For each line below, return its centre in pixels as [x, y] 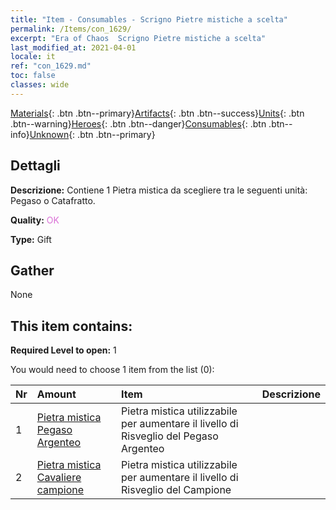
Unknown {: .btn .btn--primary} [92, 134]
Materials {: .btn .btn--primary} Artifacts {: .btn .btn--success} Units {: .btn [157, 113]
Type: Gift [31, 239]
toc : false [33, 76]
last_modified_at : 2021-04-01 [73, 47]
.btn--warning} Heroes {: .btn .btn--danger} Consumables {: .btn [138, 123]
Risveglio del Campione [176, 490]
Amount [56, 394]
